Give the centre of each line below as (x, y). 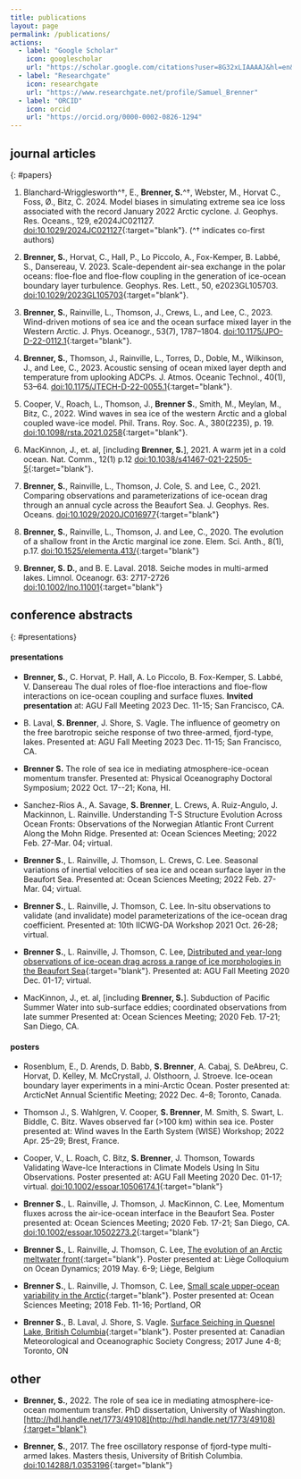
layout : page (34, 26)
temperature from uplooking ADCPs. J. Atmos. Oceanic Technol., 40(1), (154, 377)
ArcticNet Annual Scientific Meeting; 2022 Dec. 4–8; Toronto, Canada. (152, 1095)
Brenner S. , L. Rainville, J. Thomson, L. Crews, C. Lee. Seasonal (140, 860)
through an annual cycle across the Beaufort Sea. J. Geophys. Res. (146, 505)
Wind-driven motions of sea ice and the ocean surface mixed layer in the (157, 322)
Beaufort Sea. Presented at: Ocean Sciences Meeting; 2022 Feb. (142, 879)
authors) (38, 239)
